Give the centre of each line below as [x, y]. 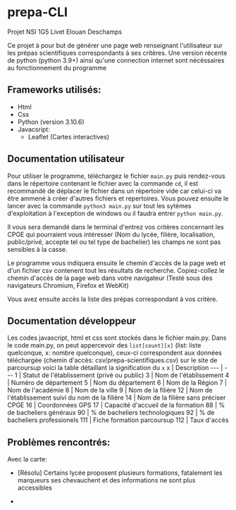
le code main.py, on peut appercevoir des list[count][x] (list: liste [104, 345]
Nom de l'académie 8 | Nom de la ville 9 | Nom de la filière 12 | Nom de [110, 390]
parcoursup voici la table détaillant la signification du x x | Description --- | [115, 368]
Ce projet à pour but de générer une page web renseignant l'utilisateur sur [115, 45]
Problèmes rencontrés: [59, 442]
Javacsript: [34, 129]
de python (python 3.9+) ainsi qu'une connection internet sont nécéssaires [116, 60]
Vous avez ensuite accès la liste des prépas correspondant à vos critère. [113, 299]
